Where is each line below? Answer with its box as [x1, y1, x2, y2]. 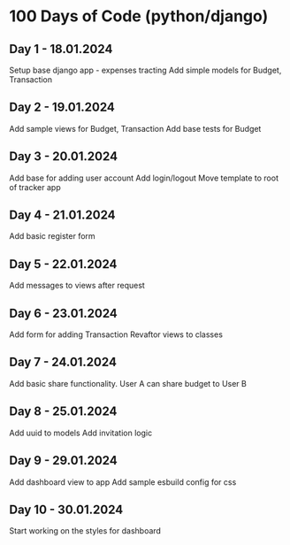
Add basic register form [9, 231, 95, 242]
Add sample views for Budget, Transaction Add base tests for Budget [9, 123, 262, 134]
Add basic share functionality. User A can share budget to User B [9, 378, 248, 388]
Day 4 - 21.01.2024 [9, 208, 116, 223]
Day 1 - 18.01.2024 [9, 42, 113, 57]
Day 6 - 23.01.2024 [9, 305, 118, 320]
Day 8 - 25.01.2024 [9, 404, 118, 419]
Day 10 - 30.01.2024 [9, 502, 124, 517]
